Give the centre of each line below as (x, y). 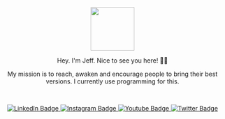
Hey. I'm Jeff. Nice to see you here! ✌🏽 (112, 61)
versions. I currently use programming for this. (112, 81)
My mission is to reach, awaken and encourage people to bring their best (112, 74)
